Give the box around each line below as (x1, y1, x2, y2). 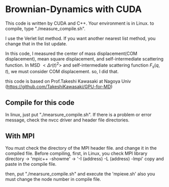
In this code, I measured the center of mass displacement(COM (5, 50, 138, 56)
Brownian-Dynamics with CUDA (5, 4, 142, 15)
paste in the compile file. (5, 161, 57, 167)
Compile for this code (5, 98, 75, 107)
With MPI (5, 132, 35, 140)
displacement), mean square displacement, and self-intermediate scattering (5, 55, 163, 61)
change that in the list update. (5, 40, 67, 46)
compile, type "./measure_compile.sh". (5, 25, 86, 31)
